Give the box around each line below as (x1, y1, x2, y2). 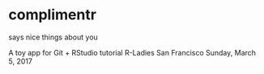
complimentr (8, 6, 97, 24)
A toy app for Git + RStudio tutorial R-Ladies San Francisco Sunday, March (8, 47, 257, 57)
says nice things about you (8, 32, 99, 42)
